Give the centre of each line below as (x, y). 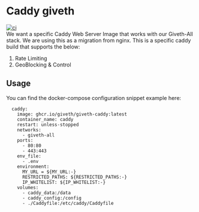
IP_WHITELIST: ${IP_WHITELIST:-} (64, 182)
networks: (29, 130)
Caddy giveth (40, 11)
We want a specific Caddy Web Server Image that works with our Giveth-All (99, 34)
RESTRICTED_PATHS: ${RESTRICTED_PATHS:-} (75, 177)
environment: (33, 166)
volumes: (28, 187)
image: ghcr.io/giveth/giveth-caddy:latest (72, 114)
